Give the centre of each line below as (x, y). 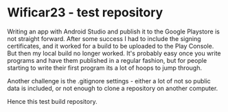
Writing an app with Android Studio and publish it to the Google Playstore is (113, 31)
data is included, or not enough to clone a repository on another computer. (113, 88)
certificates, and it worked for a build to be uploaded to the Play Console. (111, 46)
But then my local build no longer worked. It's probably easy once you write (114, 53)
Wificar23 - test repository (85, 13)
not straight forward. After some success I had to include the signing (104, 38)
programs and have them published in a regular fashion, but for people (107, 60)
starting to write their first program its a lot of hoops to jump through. (105, 68)
